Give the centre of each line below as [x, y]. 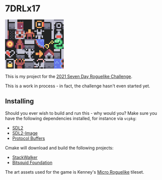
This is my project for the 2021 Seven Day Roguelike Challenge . [69, 76]
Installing [20, 101]
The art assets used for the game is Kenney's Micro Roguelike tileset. [75, 172]
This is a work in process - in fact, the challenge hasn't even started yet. [78, 86]
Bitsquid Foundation [32, 162]
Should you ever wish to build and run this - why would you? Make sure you [81, 113]
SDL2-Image [25, 133]
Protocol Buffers [29, 138]
